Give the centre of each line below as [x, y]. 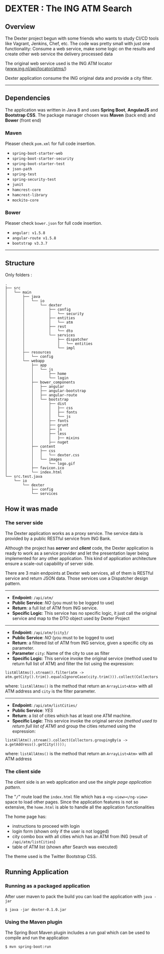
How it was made [32, 509]
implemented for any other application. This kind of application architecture [81, 558]
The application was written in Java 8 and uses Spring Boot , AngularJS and [82, 110]
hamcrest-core [26, 190]
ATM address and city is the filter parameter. [51, 691]
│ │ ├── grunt [37, 425]
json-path [22, 169]
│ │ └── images [34, 460]
